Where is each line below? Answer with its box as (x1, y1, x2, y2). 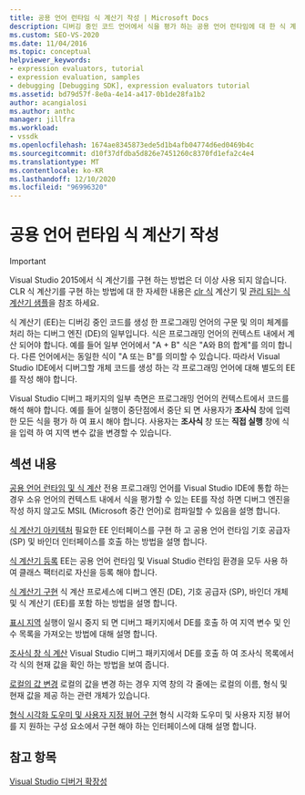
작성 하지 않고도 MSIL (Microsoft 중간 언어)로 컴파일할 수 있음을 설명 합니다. (9, 505, 280, 516)
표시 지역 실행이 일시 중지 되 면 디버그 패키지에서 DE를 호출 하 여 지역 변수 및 (9, 616, 281, 627)
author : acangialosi (9, 98, 88, 108)
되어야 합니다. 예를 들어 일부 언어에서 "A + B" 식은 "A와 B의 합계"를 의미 (18, 339, 276, 351)
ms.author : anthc (9, 107, 76, 116)
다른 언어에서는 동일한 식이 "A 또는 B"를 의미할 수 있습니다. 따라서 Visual (21, 351, 280, 362)
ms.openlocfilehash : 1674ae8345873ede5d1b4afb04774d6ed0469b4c (9, 140, 255, 150)
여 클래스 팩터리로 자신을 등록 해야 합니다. (9, 566, 158, 577)
